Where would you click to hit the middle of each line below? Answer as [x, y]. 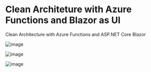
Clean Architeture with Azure [69, 9]
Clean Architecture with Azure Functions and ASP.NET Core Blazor [75, 34]
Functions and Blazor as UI [63, 20]
